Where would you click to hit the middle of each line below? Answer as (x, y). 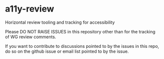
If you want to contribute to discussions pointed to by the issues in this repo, (82, 46)
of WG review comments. (31, 37)
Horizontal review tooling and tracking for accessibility (60, 22)
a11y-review (30, 9)
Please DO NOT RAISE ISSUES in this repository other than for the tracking (80, 31)
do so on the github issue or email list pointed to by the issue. (67, 51)
